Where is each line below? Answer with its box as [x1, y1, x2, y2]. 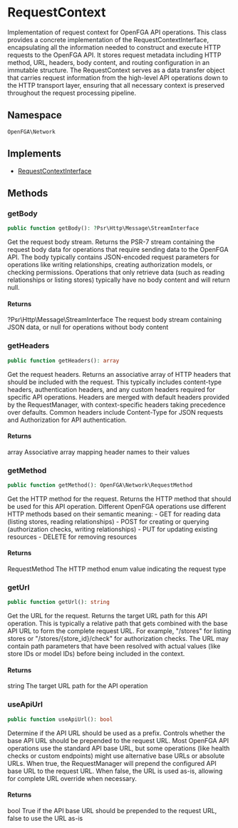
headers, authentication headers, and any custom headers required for [7, 385, 216, 393]
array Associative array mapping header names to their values [7, 448, 190, 456]
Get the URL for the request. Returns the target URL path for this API [7, 612, 208, 620]
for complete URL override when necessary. [7, 774, 137, 782]
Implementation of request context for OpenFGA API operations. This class [7, 28, 227, 36]
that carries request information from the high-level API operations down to [7, 73, 228, 82]
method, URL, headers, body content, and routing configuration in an [7, 58, 210, 66]
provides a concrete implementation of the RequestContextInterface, [7, 35, 209, 44]
